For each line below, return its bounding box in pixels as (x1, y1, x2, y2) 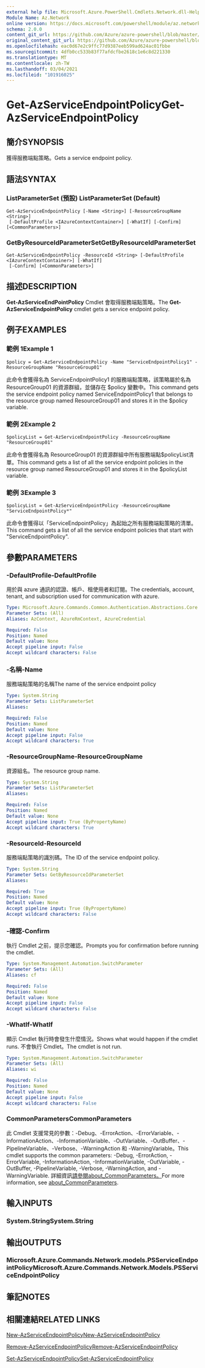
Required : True (6, 888, 45, 894)
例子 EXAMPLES (6, 325, 67, 335)
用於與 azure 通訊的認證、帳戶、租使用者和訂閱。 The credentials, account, (6, 586, 195, 593)
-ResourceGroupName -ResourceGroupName (6, 752, 143, 761)
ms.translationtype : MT (6, 55, 67, 61)
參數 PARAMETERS (6, 552, 77, 562)
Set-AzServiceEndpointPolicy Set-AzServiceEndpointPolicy (6, 1355, 154, 1362)
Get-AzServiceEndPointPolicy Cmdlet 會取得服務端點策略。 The (6, 298, 168, 306)
